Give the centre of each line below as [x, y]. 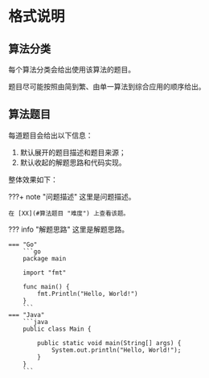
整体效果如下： [33, 179]
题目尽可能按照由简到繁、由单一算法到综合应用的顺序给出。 [107, 86]
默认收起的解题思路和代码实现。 [73, 162]
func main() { [46, 286]
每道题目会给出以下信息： [51, 135]
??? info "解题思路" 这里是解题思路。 [69, 229]
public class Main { [57, 329]
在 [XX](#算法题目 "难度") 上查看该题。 [69, 213]
